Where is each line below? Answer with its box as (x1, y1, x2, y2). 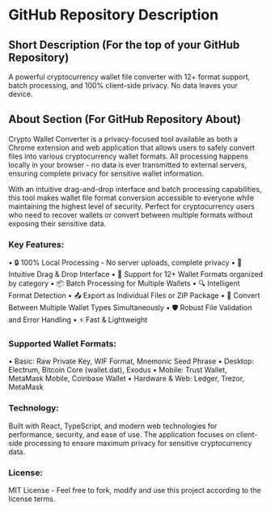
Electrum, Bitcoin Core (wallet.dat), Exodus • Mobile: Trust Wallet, (8, 365, 228, 375)
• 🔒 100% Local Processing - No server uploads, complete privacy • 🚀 (8, 257, 243, 268)
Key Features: (8, 239, 65, 250)
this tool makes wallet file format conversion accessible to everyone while (8, 193, 255, 202)
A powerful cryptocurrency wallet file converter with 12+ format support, (8, 72, 251, 82)
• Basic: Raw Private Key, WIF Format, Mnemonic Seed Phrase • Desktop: (8, 356, 255, 366)
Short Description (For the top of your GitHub (8, 38, 240, 52)
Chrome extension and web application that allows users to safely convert (8, 142, 255, 152)
